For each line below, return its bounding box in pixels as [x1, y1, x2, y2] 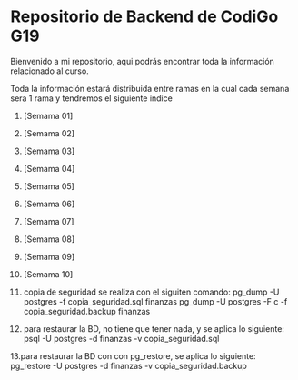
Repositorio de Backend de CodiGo [10, 6, 279, 27]
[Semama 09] [23, 251, 75, 262]
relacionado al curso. [10, 65, 89, 76]
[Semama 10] [23, 268, 74, 279]
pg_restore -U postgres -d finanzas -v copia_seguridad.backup [10, 360, 248, 371]
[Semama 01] [23, 110, 74, 121]
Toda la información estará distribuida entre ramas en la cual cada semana [10, 83, 290, 94]
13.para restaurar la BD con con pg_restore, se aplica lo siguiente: [10, 350, 257, 361]
